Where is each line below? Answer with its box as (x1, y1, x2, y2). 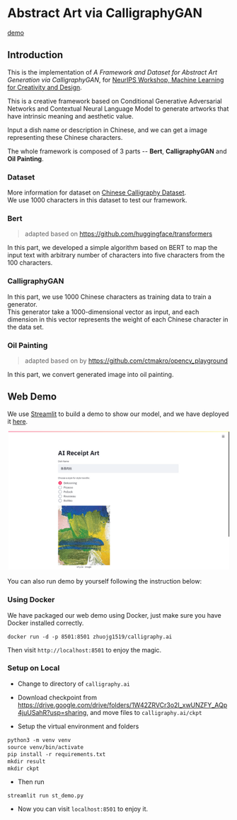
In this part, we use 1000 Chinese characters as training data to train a (7, 293, 212, 301)
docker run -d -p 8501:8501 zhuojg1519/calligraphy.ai (7, 633, 173, 640)
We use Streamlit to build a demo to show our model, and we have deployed (7, 410, 229, 418)
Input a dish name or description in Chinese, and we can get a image (7, 126, 207, 134)
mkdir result (7, 758, 46, 765)
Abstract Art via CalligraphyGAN (7, 5, 203, 21)
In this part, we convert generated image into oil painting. (7, 370, 174, 378)
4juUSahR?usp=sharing (17, 708, 87, 716)
